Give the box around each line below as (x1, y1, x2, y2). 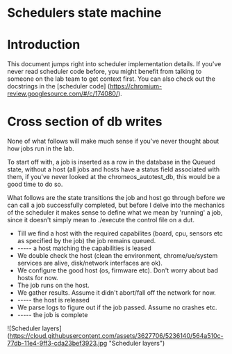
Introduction (7, 37, 81, 53)
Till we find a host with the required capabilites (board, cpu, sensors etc (17, 229, 224, 238)
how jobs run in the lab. (7, 144, 74, 153)
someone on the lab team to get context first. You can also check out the (7, 75, 215, 83)
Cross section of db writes (7, 114, 163, 130)
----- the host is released (17, 296, 90, 305)
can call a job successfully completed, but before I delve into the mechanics (7, 201, 225, 210)
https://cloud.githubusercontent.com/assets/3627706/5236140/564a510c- (9, 332, 224, 340)
